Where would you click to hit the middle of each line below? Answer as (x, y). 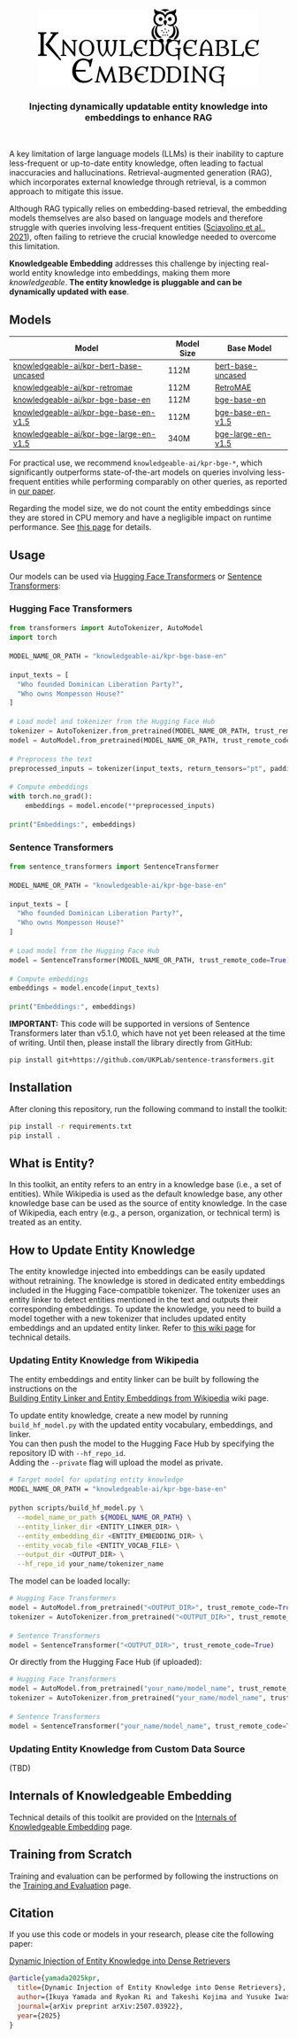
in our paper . (32, 491)
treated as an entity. (46, 1222)
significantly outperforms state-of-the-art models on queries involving (137, 472)
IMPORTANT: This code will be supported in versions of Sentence (129, 1024)
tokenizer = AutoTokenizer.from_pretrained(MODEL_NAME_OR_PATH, (130, 731)
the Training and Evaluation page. (70, 1885)
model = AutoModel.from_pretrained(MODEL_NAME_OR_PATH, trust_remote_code (150, 740)
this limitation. (34, 246)
